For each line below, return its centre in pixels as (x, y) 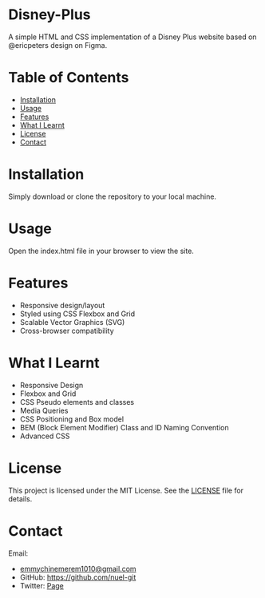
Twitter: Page (42, 585)
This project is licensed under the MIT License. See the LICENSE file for (126, 490)
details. (20, 499)
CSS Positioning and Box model (72, 419)
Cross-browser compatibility (67, 331)
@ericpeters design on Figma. (58, 45)
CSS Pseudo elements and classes (77, 402)
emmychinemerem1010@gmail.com (78, 568)
